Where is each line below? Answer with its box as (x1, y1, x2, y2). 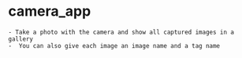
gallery (8, 34, 34, 43)
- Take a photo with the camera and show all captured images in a (8, 28, 235, 36)
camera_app (8, 2, 91, 20)
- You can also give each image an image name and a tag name (8, 42, 221, 49)
